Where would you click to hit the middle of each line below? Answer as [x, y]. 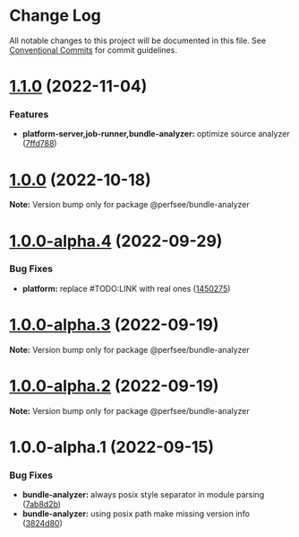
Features [29, 115]
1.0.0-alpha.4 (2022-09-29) [116, 241]
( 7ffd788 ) [39, 144]
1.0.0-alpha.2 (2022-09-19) [114, 386]
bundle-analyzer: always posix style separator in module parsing [143, 495]
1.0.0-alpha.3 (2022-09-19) [114, 325]
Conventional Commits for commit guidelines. [93, 49]
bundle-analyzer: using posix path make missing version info [136, 514]
